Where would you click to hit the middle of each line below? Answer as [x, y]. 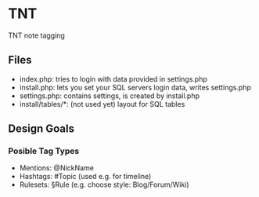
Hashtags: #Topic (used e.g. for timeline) [85, 177]
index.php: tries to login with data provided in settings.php [113, 78]
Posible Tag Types [44, 151]
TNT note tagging [36, 35]
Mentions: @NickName [56, 168]
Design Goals [41, 129]
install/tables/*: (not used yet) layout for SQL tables [102, 104]
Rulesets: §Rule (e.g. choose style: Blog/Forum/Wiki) [104, 184]
